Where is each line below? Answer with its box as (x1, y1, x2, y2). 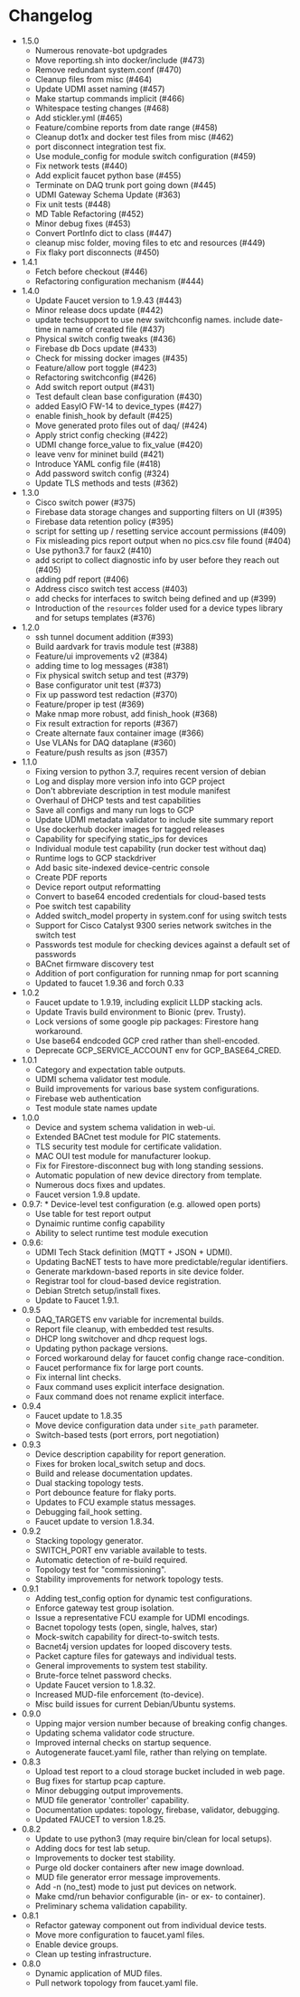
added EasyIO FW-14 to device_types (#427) (34, 400, 202, 412)
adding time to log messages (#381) (34, 660, 169, 670)
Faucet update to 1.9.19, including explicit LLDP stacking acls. (34, 996, 263, 1007)
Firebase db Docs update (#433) (34, 343, 157, 354)
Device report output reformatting (34, 881, 162, 892)
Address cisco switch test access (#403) (34, 583, 189, 594)
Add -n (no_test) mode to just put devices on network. (34, 1881, 237, 1892)
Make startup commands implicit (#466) (34, 92, 185, 104)
